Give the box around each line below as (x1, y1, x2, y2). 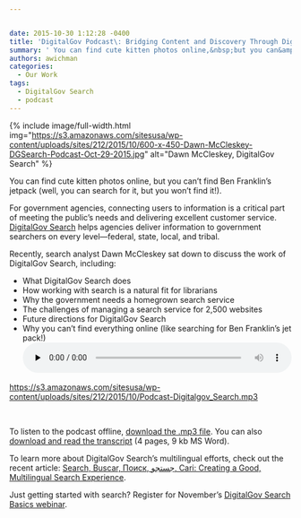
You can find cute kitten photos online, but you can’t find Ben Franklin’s (9, 176, 271, 186)
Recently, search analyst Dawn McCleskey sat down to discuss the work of (9, 248, 287, 259)
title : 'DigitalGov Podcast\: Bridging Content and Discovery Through (9, 37, 279, 46)
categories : (9, 62, 54, 72)
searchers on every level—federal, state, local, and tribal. (9, 230, 220, 242)
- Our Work (17, 71, 58, 80)
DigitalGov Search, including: (9, 257, 116, 269)
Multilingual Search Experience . (9, 471, 127, 482)
